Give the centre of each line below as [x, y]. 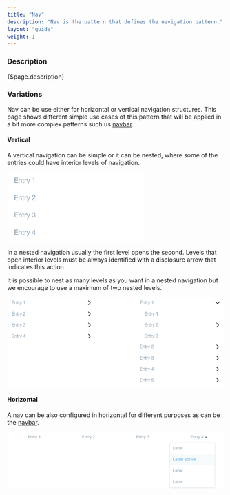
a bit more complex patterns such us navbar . [71, 124]
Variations [25, 95]
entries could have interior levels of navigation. [73, 163]
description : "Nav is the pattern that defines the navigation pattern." [115, 22]
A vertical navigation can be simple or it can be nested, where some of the [113, 155]
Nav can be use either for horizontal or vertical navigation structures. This [112, 109]
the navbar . [23, 422]
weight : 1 [21, 37]
